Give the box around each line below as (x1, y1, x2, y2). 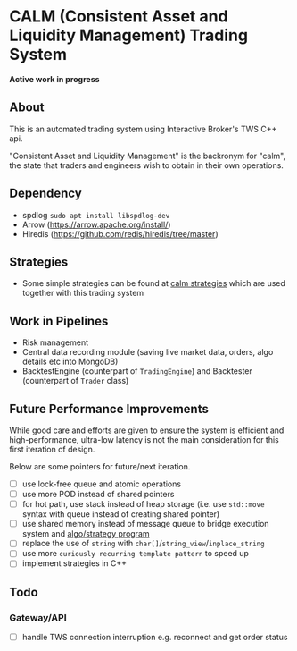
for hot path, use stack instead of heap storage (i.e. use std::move (21, 499, 265, 510)
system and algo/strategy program (21, 528, 150, 539)
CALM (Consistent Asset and (9, 6, 229, 27)
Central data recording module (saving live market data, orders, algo (21, 347, 274, 358)
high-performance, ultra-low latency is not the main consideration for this (9, 435, 279, 444)
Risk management (21, 337, 89, 348)
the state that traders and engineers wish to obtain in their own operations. (9, 159, 284, 171)
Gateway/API (9, 611, 67, 623)
